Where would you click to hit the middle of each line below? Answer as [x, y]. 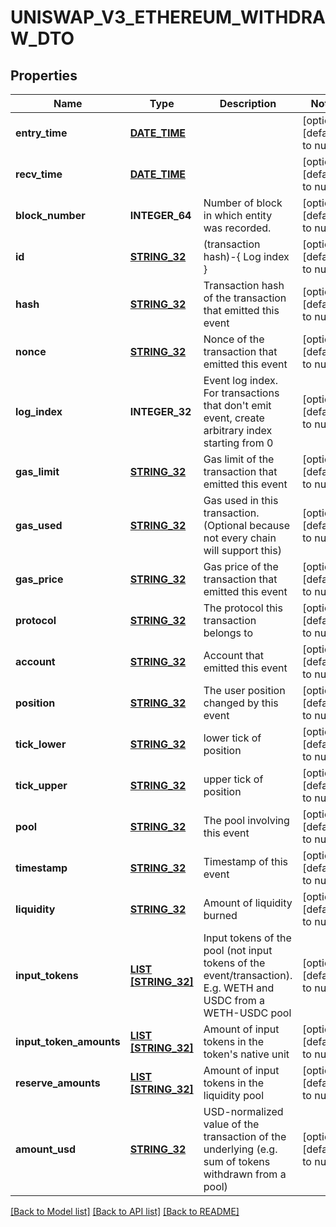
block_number [50, 215]
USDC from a [234, 1000]
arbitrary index [238, 430]
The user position [244, 690]
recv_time [39, 174]
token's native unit [246, 1054]
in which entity [238, 215]
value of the [231, 1124]
